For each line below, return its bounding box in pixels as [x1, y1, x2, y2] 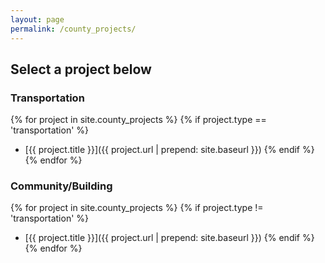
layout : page [10, 14, 65, 25]
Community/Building [10, 179, 113, 193]
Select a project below [10, 61, 152, 78]
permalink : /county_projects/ [10, 24, 137, 34]
